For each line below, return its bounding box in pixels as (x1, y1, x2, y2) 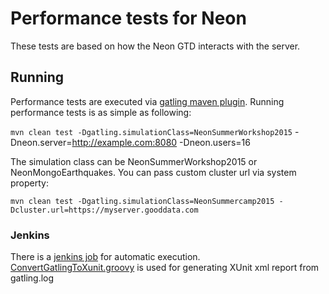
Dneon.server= (10, 136, 73, 148)
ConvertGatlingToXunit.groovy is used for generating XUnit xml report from (10, 262, 320, 274)
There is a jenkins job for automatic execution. (10, 251, 201, 263)
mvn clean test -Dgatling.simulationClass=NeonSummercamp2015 (10, 196, 275, 206)
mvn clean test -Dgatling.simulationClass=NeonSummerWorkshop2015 (10, 127, 293, 137)
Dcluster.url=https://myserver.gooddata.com (10, 205, 199, 215)
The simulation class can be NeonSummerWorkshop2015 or (10, 155, 258, 167)
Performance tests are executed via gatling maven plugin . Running (10, 95, 285, 107)
